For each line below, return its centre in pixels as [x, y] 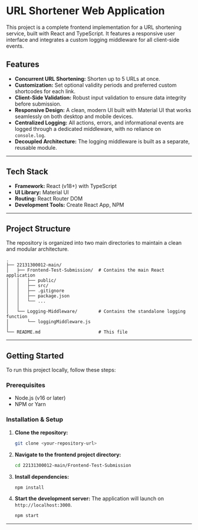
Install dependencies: [42, 476]
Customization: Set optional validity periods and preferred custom [95, 85]
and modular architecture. [37, 249]
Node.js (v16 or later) [40, 398]
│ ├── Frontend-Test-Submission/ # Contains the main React [85, 270]
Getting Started [35, 356]
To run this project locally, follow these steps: [61, 370]
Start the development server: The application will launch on [89, 499]
